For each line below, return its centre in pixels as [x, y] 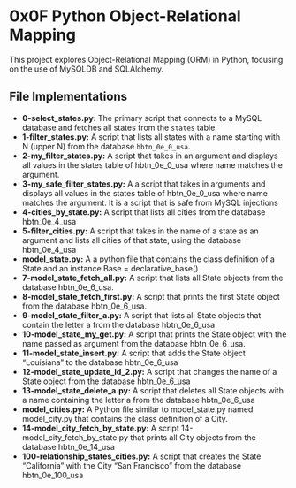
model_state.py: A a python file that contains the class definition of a [148, 259]
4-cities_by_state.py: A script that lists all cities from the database [144, 212]
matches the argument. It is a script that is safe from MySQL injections [150, 202]
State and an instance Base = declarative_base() [110, 268]
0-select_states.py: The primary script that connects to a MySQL [142, 118]
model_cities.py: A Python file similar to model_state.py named [137, 409]
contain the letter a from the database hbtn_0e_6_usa [118, 324]
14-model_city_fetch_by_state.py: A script [100, 428]
